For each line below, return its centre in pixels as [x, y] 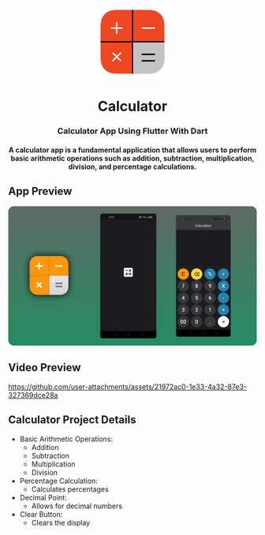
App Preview [40, 191]
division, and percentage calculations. [132, 166]
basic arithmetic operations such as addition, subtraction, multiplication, [132, 158]
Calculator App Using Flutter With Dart [132, 131]
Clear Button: [41, 514]
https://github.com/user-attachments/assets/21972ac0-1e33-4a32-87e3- [127, 386]
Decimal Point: [43, 497]
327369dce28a [33, 395]
